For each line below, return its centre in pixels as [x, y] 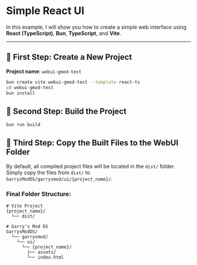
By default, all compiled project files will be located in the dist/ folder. [91, 166]
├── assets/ [42, 252]
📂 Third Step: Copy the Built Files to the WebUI [92, 143]
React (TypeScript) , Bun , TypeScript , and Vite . [64, 33]
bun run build [23, 125]
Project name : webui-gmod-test [44, 71]
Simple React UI [45, 11]
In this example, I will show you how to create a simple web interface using [96, 27]
